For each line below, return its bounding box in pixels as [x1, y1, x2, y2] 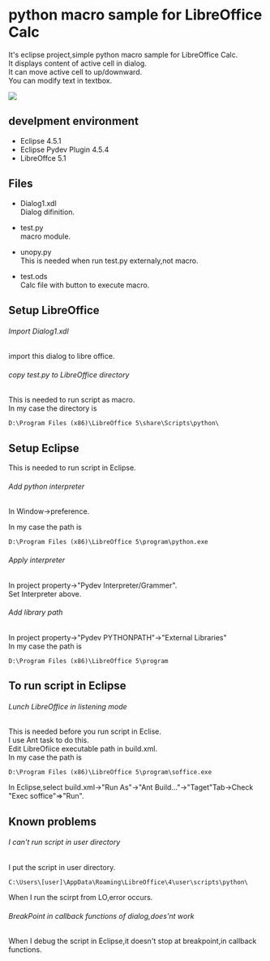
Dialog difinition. [19, 207, 75, 217]
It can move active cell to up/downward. [8, 67, 143, 76]
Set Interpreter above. [8, 588, 82, 598]
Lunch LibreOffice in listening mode [8, 701, 127, 711]
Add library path [8, 607, 63, 618]
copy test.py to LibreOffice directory [8, 369, 130, 379]
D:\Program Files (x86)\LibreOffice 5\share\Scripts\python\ [8, 420, 220, 428]
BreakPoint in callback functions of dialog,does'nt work [8, 911, 195, 920]
